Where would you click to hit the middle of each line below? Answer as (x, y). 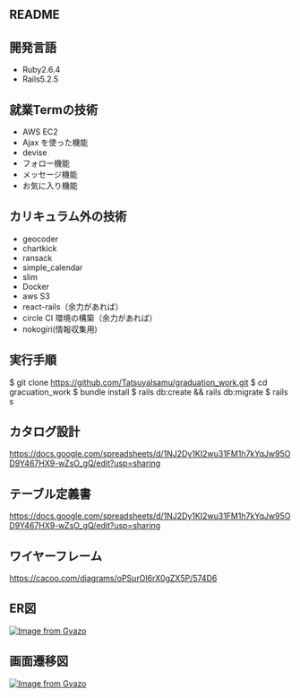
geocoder (40, 239)
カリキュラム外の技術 (68, 217)
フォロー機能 (46, 163)
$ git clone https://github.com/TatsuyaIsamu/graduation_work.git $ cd (138, 382)
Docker (36, 286)
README (34, 15)
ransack (37, 257)
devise (34, 153)
